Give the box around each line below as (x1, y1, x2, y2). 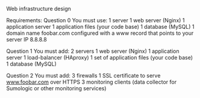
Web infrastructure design (6, 5, 71, 12)
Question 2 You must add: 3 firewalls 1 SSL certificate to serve (6, 72, 161, 79)
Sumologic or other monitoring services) (6, 85, 107, 92)
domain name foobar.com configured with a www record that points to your (6, 29, 194, 37)
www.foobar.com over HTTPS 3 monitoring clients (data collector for (6, 78, 177, 85)
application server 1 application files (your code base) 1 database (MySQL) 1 (6, 23, 195, 30)
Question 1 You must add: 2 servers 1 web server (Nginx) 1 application (6, 47, 180, 55)
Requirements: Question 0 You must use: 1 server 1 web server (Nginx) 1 (6, 17, 185, 23)
